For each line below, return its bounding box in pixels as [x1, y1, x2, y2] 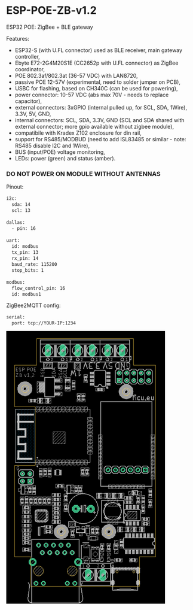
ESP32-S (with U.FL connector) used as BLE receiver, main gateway [14, 46, 183, 54]
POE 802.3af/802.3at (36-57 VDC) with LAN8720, [14, 72, 139, 79]
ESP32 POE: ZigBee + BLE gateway [6, 23, 94, 31]
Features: [6, 35, 30, 42]
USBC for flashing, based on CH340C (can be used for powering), [14, 84, 178, 92]
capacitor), [14, 97, 42, 105]
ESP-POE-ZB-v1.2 [6, 4, 97, 17]
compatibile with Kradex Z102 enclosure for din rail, [14, 129, 142, 136]
